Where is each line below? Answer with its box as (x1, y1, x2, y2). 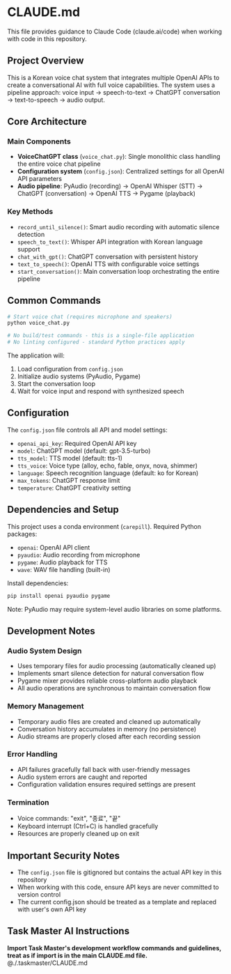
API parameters (17, 175, 63, 183)
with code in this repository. (7, 34, 87, 42)
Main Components (7, 137, 71, 146)
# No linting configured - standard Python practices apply (7, 339, 186, 346)
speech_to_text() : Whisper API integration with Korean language (17, 238, 203, 246)
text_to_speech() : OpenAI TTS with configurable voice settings (17, 259, 200, 268)
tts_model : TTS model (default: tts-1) (17, 454, 123, 462)
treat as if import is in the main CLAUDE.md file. (7, 951, 148, 959)
